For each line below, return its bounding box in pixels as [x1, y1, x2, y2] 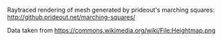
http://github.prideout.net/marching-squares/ [7, 13, 136, 21]
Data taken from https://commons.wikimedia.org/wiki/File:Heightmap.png [7, 27, 216, 34]
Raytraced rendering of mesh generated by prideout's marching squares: [7, 6, 215, 14]
